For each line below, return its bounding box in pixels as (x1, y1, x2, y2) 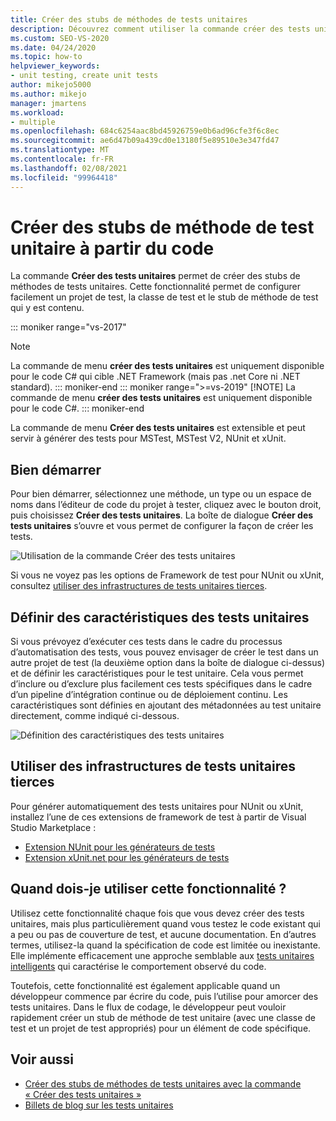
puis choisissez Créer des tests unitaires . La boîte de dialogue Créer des (10, 509, 314, 521)
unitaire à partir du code (10, 237, 215, 260)
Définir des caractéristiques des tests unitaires (10, 609, 310, 626)
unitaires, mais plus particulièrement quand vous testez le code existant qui (10, 917, 321, 930)
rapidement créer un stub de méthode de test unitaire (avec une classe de (10, 1011, 317, 1023)
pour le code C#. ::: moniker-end (10, 402, 145, 415)
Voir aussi (10, 1051, 74, 1068)
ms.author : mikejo (10, 89, 87, 99)
